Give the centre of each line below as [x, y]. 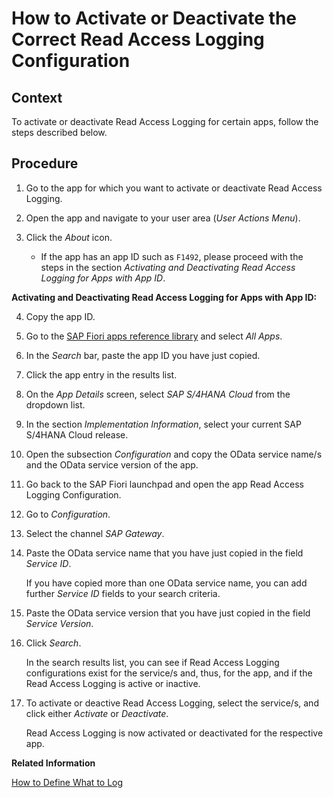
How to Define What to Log [67, 782]
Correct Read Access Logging [138, 39]
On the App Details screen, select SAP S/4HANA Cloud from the [158, 394]
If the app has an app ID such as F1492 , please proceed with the [172, 256]
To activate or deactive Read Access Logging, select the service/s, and [172, 703]
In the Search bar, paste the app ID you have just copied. [143, 355]
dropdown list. [55, 404]
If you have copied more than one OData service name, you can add [166, 583]
